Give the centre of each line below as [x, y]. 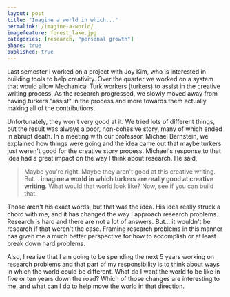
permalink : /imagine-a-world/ [51, 26]
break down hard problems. [46, 243]
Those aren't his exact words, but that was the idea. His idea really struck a [114, 207]
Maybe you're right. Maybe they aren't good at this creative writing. [119, 171]
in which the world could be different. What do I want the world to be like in [114, 271]
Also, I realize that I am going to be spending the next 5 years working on [111, 256]
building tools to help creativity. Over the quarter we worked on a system [110, 79]
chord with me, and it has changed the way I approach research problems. [113, 214]
